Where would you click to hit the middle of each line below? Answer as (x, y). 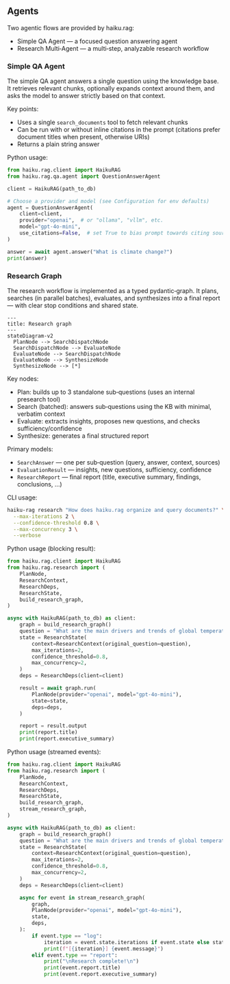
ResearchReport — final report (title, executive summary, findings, (109, 477)
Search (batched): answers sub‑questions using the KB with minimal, (114, 406)
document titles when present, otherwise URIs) (83, 137)
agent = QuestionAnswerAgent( (50, 208)
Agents (23, 11)
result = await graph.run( (58, 688)
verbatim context (41, 414)
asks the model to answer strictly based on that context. (86, 96)
